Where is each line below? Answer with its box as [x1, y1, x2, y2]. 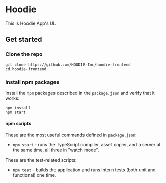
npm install [5, 105, 31, 110]
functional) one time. [12, 172, 57, 178]
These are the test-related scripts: [5, 157, 77, 163]
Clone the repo [5, 50, 43, 58]
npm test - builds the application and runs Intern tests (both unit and [12, 167, 156, 173]
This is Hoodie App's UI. [5, 20, 56, 27]
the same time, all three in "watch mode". [12, 147, 99, 153]
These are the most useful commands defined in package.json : [5, 132, 137, 138]
